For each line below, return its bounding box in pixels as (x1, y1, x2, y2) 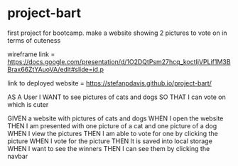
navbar (7, 152, 28, 160)
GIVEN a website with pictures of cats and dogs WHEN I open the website (7, 114, 224, 123)
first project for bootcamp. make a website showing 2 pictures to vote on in (7, 28, 227, 37)
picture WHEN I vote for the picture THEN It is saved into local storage (7, 137, 213, 145)
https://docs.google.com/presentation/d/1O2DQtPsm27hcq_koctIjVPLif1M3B (7, 57, 231, 66)
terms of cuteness (7, 36, 61, 44)
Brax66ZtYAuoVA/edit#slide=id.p (7, 65, 104, 73)
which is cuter (7, 100, 49, 108)
